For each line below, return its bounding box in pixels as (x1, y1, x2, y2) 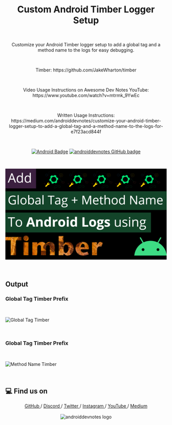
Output (5, 280, 28, 288)
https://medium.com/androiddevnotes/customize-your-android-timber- (11, 117, 161, 124)
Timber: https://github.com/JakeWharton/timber (35, 67, 137, 73)
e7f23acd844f (71, 128, 101, 135)
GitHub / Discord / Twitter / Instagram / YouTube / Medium (25, 403, 147, 409)
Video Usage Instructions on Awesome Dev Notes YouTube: (23, 86, 149, 93)
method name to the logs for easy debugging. (37, 47, 135, 53)
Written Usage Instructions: (57, 112, 115, 118)
